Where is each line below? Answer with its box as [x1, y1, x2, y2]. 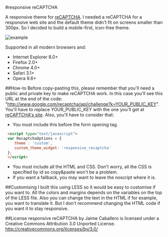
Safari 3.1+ [12, 70, 35, 76]
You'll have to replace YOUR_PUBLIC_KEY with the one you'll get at [5, 107, 144, 112]
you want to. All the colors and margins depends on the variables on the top [5, 190, 162, 196]
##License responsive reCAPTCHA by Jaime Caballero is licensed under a [5, 215, 159, 221]
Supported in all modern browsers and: [5, 44, 87, 50]
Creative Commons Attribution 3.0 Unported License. [5, 221, 116, 227]
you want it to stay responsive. [5, 206, 69, 212]
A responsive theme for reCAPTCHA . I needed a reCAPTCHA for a [5, 14, 142, 20]
